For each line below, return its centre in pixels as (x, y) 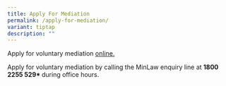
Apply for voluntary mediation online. (61, 54)
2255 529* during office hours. (53, 75)
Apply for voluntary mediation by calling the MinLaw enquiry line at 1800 (113, 67)
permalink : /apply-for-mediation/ (58, 20)
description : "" (31, 33)
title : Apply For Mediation (49, 14)
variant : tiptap (31, 27)
